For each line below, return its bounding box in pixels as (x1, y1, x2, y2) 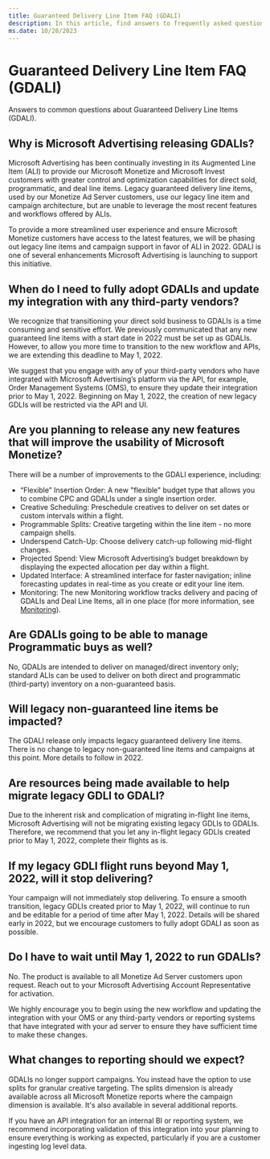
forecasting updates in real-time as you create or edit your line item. (19, 579, 245, 589)
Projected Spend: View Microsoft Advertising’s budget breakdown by (19, 553, 249, 563)
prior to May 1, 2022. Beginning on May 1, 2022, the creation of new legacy (8, 391, 257, 401)
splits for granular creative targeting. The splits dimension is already (8, 1083, 234, 1092)
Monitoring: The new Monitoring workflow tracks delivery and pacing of (19, 587, 259, 597)
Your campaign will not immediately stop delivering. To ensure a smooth (8, 893, 247, 902)
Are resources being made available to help (8, 776, 231, 790)
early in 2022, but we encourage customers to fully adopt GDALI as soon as (8, 919, 260, 928)
